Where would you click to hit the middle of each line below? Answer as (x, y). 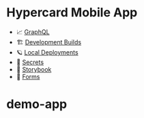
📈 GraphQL (33, 31)
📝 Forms (28, 76)
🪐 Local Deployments (47, 52)
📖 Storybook (34, 69)
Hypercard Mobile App (72, 13)
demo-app (37, 104)
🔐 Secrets (30, 62)
